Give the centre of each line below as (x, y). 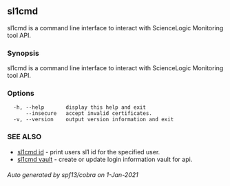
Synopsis (23, 53)
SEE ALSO (24, 137)
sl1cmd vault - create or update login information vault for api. (105, 159)
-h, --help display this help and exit (80, 107)
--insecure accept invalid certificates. (89, 114)
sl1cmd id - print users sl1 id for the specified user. (88, 152)
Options (21, 94)
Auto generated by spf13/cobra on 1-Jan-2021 (73, 175)
